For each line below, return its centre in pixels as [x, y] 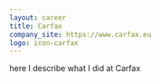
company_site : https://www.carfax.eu [80, 34]
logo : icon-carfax [44, 43]
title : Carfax [36, 26]
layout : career [38, 18]
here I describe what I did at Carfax [75, 68]
